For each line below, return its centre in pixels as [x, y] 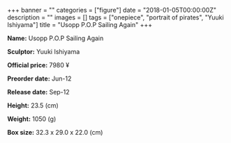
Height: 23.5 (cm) [33, 106]
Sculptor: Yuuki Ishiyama [44, 52]
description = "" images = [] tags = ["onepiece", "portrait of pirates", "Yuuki [116, 17]
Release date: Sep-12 [38, 92]
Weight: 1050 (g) [32, 119]
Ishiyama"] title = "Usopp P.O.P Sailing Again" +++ [80, 25]
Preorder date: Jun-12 [39, 78]
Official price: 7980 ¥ [38, 65]
